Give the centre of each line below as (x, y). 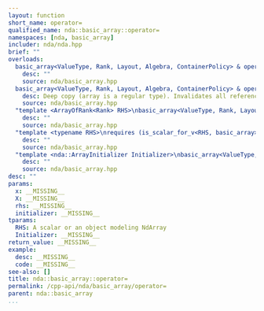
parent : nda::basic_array (50, 294)
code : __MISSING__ (46, 265)
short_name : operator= (45, 23)
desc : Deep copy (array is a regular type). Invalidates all (124, 96)
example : (22, 250)
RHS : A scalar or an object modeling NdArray (91, 228)
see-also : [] (29, 272)
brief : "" (24, 52)
